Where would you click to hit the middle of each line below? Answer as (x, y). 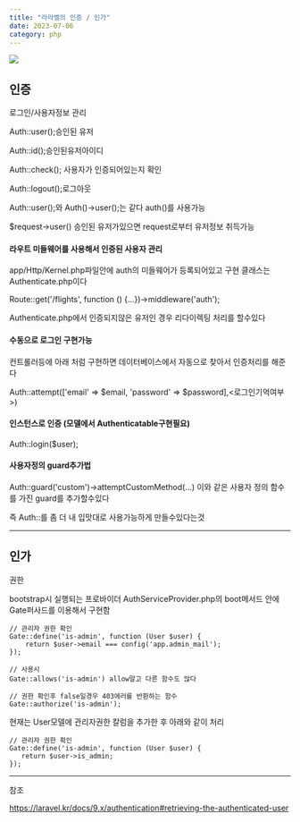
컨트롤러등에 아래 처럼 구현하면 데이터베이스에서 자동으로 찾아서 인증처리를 (139, 361)
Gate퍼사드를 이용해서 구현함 (60, 610)
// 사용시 (25, 669)
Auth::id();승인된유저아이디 (57, 151)
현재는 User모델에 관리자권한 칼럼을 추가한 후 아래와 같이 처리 (117, 722)
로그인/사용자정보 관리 (48, 113)
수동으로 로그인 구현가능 (51, 340)
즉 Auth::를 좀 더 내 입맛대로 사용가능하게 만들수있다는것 (107, 517)
